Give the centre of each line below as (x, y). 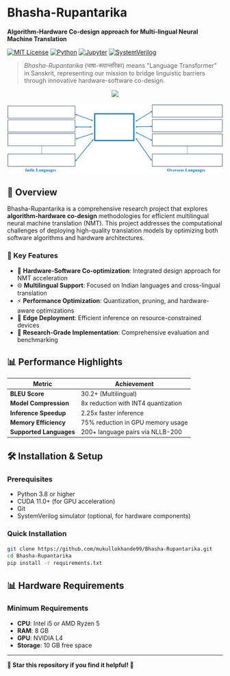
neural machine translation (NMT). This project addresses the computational (115, 224)
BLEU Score (27, 394)
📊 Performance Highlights (65, 362)
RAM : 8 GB (33, 630)
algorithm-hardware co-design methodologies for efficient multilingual (108, 216)
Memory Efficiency (38, 422)
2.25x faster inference (112, 413)
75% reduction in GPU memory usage (135, 422)
